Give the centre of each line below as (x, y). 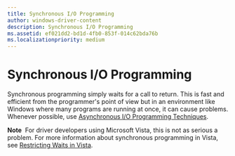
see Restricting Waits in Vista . (50, 145)
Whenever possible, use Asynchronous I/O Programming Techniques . (108, 117)
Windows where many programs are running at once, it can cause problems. (118, 109)
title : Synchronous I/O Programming (61, 14)
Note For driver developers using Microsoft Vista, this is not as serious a (113, 130)
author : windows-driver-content (54, 20)
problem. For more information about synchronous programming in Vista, (113, 138)
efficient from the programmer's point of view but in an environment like (111, 102)
